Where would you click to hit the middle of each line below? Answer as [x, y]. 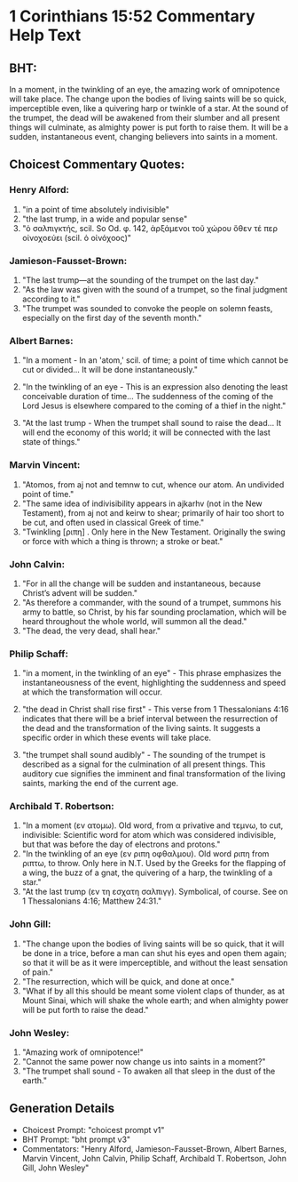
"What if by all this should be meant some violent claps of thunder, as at [153, 991]
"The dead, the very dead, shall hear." [91, 631]
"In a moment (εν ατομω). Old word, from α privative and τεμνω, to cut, [153, 825]
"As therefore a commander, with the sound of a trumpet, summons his [152, 602]
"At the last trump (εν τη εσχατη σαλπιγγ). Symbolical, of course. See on [155, 892]
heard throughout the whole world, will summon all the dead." [134, 621]
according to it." [51, 299]
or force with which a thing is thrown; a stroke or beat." [122, 541]
